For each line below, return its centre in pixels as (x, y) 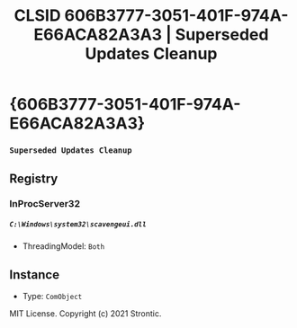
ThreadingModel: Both (63, 246)
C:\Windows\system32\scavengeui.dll (78, 225)
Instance (35, 275)
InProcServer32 (45, 204)
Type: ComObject (52, 297)
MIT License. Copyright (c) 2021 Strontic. (85, 314)
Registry (34, 178)
